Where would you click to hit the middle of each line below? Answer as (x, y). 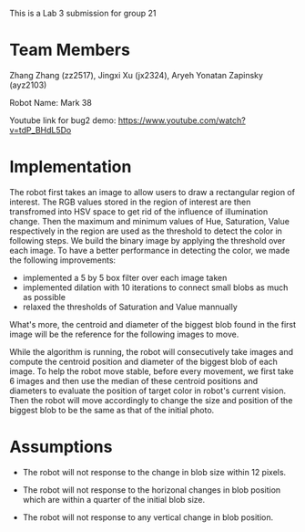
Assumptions (61, 447)
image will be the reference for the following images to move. (124, 334)
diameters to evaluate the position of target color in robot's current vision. (148, 391)
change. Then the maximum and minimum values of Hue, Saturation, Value (149, 221)
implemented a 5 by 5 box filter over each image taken (125, 277)
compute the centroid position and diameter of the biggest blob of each (143, 361)
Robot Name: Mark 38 (51, 102)
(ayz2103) (28, 85)
